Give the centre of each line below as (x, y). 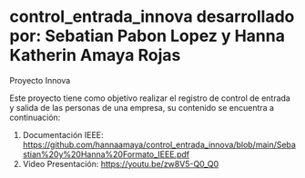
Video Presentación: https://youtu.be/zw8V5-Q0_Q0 (121, 163)
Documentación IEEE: (63, 134)
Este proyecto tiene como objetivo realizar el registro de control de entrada (150, 98)
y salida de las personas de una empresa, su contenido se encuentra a (142, 107)
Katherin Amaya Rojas (95, 55)
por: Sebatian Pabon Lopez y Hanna (147, 36)
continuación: (35, 117)
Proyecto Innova (40, 80)
